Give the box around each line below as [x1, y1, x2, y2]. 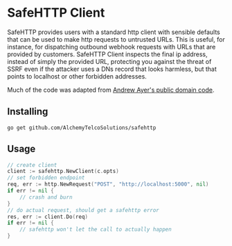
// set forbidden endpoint [7, 174, 85, 181]
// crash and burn [19, 193, 73, 201]
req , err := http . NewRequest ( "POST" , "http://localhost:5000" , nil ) [7, 181, 209, 188]
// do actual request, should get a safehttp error [7, 206, 159, 213]
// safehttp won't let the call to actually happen [19, 226, 172, 233]
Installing [7, 106, 48, 117]
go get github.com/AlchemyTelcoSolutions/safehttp [7, 124, 157, 131]
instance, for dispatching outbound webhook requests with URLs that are [7, 42, 216, 51]
